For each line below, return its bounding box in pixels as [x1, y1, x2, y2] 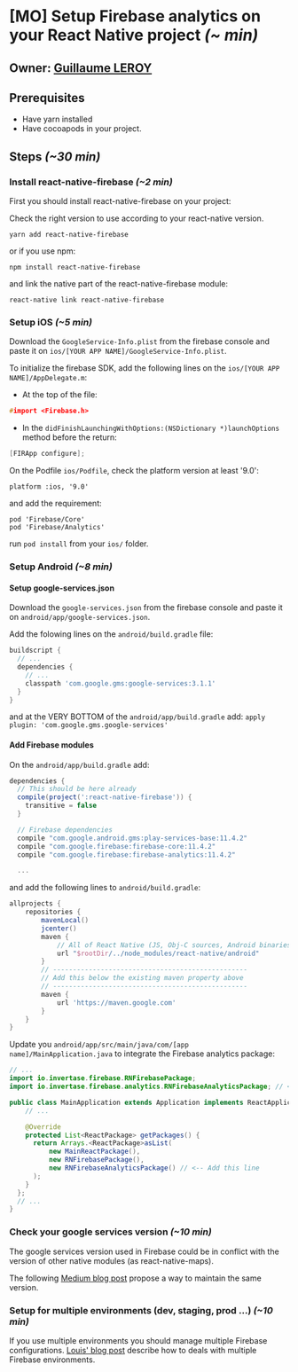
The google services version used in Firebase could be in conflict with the [9, 1246, 279, 1257]
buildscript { [9, 646, 62, 655]
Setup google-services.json [9, 583, 115, 593]
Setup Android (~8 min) [9, 561, 113, 573]
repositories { [25, 907, 82, 917]
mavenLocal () [41, 916, 90, 925]
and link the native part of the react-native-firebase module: [9, 278, 229, 289]
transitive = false [25, 801, 98, 811]
